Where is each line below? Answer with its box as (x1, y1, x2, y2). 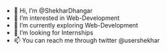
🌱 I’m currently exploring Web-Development (13, 21, 139, 29)
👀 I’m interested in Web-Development (13, 14, 120, 22)
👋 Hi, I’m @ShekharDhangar (13, 7, 93, 14)
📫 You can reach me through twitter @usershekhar (13, 37, 160, 44)
